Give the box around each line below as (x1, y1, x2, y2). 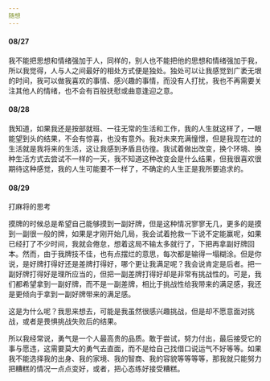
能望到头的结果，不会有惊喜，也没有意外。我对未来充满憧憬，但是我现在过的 (8, 134, 262, 143)
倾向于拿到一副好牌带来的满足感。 (22, 289, 135, 299)
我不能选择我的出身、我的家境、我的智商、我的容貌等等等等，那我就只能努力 (8, 354, 262, 363)
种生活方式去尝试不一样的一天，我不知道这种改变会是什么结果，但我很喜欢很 (8, 154, 262, 164)
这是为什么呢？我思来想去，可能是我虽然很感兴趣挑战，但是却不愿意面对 (8, 307, 247, 317)
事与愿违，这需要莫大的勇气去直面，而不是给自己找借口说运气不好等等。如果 (8, 344, 262, 354)
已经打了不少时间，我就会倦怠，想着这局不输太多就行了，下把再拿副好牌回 (8, 239, 255, 249)
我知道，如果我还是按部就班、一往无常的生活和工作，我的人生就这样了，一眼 (8, 124, 262, 134)
